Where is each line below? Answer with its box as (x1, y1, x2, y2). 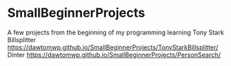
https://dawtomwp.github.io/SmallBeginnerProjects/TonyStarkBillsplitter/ (7, 43, 219, 51)
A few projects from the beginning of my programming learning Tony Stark (7, 28, 225, 37)
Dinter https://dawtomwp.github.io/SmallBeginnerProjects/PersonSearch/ (7, 51, 221, 59)
